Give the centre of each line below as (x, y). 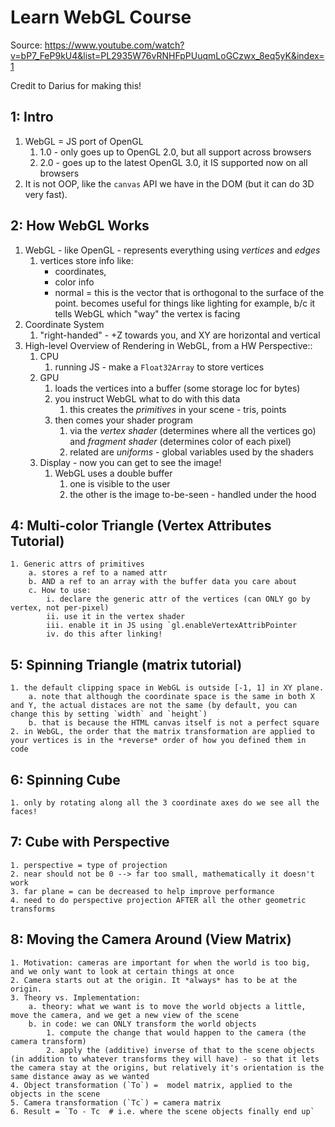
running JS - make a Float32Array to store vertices (159, 367)
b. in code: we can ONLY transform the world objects (142, 1024)
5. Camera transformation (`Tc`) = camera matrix (116, 1102)
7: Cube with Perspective (90, 842)
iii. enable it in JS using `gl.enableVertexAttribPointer (172, 626)
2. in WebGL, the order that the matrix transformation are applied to (162, 732)
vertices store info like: (86, 260)
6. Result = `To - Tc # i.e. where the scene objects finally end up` (162, 1111)
